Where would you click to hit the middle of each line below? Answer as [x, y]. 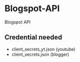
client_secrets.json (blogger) [40, 54]
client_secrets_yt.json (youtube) [43, 49]
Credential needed [33, 37]
